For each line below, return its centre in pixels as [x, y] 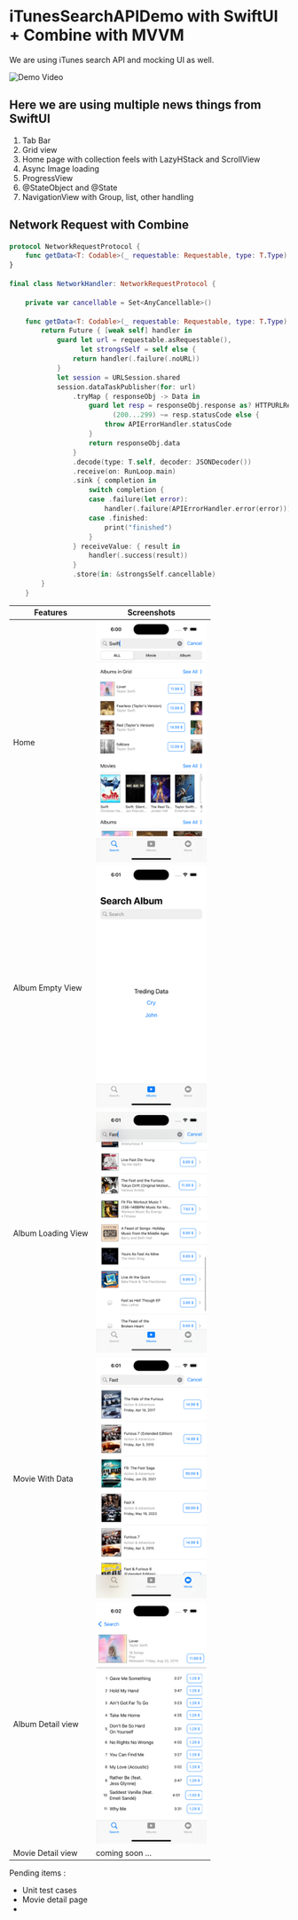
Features [51, 613]
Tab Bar [36, 140]
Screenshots [151, 613]
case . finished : [118, 518]
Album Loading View [51, 1233]
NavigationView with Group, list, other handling [108, 196]
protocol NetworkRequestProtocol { [75, 246]
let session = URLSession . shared [118, 378]
